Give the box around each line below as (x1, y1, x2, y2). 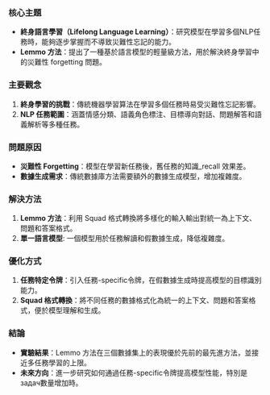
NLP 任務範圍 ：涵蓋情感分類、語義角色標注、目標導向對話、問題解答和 (19, 109, 255, 118)
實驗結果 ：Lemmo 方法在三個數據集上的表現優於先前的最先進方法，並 (19, 347, 252, 357)
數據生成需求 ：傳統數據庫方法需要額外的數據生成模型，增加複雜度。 (19, 171, 247, 181)
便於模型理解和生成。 (34, 306, 106, 315)
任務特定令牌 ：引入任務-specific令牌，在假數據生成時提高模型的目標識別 (19, 276, 262, 285)
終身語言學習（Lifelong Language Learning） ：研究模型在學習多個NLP (19, 27, 254, 37)
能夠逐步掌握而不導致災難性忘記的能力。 (41, 37, 176, 47)
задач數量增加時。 (19, 377, 83, 388)
